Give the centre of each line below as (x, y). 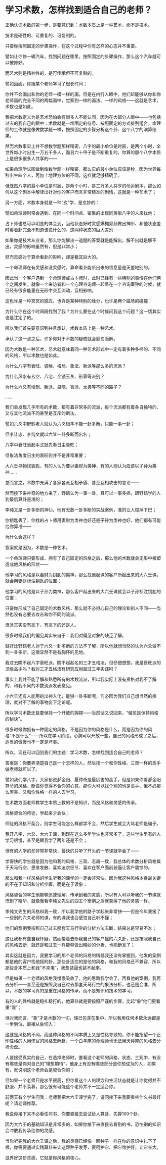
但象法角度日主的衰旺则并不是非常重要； (46, 455)
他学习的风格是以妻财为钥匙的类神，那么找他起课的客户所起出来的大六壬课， (83, 574)
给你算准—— (18, 526)
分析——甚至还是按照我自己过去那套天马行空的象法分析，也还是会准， (81, 984)
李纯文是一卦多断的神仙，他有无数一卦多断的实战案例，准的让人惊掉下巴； (81, 509)
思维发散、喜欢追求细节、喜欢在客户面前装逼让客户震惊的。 (91, 867)
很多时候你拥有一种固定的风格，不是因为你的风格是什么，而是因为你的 (77, 729)
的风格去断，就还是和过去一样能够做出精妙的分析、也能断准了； (70, 945)
